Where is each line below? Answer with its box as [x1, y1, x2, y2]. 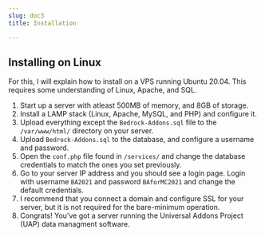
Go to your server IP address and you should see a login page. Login [19, 168, 246, 178]
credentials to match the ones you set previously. [19, 160, 182, 170]
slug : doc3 [8, 11, 45, 20]
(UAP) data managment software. [19, 219, 130, 229]
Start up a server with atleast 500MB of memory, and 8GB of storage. [19, 101, 249, 110]
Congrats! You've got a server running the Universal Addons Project [19, 211, 243, 220]
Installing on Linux [8, 55, 101, 69]
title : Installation [8, 19, 77, 27]
